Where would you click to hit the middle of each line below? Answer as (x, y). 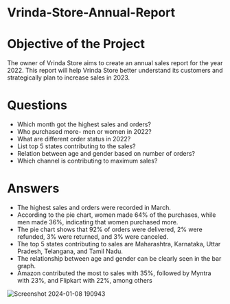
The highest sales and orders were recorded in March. (94, 208)
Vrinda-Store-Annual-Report (91, 13)
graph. (26, 266)
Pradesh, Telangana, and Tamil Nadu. (70, 251)
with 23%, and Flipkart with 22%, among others (84, 280)
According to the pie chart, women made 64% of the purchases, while (116, 215)
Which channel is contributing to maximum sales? (87, 161)
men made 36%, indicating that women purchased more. (97, 222)
